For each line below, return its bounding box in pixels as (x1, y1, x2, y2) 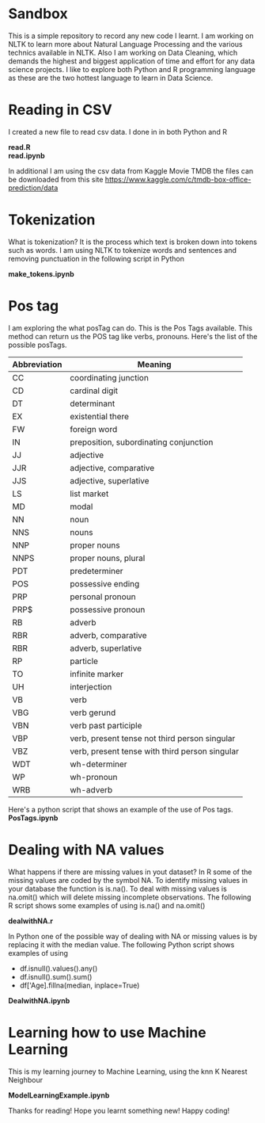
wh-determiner (70, 758, 128, 770)
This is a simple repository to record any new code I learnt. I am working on (8, 31, 254, 40)
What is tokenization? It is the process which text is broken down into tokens (8, 237, 257, 246)
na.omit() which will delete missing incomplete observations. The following (8, 892, 252, 902)
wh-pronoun (70, 771, 118, 782)
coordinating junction (70, 372, 149, 383)
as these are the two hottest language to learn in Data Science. (8, 73, 214, 82)
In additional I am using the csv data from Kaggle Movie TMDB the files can (8, 166, 254, 175)
